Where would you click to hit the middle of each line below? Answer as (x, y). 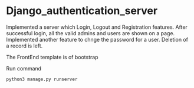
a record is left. (24, 46)
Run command (24, 68)
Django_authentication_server (82, 11)
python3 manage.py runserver (42, 79)
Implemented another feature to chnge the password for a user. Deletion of (97, 39)
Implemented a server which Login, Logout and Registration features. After (97, 27)
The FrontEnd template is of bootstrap (52, 57)
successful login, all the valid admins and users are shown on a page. (91, 33)
